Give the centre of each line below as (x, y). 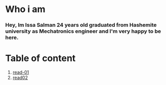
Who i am (25, 9)
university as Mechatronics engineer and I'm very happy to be (83, 31)
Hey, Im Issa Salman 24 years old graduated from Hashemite (81, 25)
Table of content (40, 58)
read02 (20, 78)
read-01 (21, 72)
